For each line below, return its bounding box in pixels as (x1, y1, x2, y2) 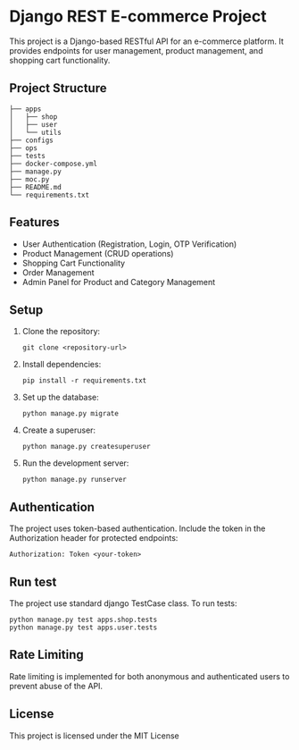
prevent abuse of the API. (9, 680, 104, 691)
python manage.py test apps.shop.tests (9, 615, 158, 624)
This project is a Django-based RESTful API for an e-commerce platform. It (9, 36, 284, 46)
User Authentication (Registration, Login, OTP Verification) (21, 239, 237, 249)
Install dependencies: (21, 359, 102, 370)
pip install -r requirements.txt (21, 376, 147, 385)
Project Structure (9, 80, 107, 96)
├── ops (9, 143, 38, 153)
